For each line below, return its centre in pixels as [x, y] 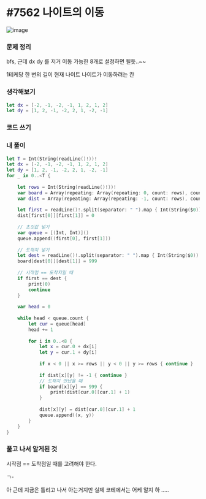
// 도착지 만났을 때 [61, 381]
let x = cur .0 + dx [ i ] [68, 347]
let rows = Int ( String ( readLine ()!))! [67, 187]
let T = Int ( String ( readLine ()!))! [52, 159]
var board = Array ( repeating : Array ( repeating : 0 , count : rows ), [103, 193]
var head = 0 [34, 307]
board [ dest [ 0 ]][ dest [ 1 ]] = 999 [57, 261]
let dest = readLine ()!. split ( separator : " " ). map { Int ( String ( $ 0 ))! [109, 256]
